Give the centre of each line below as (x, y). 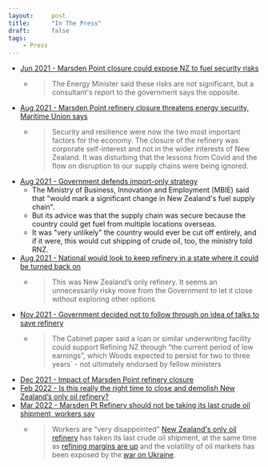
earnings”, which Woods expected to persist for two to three (151, 356)
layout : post (37, 16)
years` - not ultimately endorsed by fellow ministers (136, 364)
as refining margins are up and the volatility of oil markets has (153, 446)
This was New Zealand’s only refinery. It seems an (134, 282)
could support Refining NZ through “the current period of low (152, 347)
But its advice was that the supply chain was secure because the (139, 215)
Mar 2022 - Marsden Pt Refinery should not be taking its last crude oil (135, 405)
